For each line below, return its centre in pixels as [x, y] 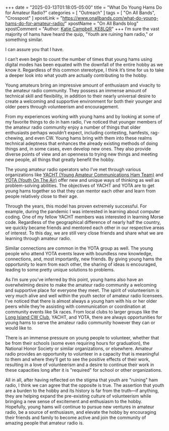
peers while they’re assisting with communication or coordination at [76, 306]
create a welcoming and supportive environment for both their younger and [83, 101]
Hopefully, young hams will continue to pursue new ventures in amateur [80, 407]
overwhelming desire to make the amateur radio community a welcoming [81, 285]
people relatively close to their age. [42, 196]
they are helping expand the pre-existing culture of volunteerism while [78, 396]
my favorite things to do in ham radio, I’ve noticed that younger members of [84, 122]
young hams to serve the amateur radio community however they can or [80, 323]
